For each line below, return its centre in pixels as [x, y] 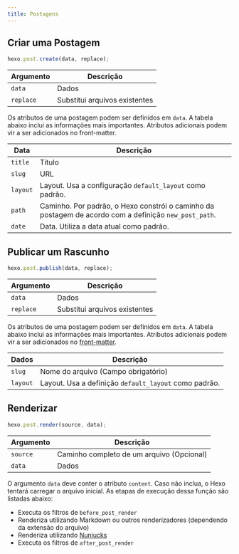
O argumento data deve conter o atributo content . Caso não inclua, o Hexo [117, 483]
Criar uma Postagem [54, 43]
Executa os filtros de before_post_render [77, 512]
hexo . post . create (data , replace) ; [59, 59]
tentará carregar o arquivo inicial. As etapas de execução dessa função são [118, 491]
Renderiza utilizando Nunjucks [62, 535]
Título [49, 162]
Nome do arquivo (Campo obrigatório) [104, 371]
